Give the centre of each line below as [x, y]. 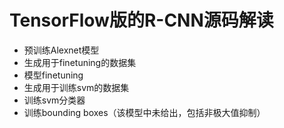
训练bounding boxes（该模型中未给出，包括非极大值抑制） [144, 112]
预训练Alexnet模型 [61, 50]
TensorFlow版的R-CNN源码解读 [141, 20]
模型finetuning [53, 75]
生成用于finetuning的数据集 [80, 62]
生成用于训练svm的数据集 [76, 87]
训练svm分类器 [54, 100]
